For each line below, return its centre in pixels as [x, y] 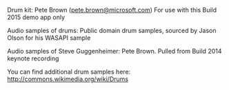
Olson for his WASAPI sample [49, 38]
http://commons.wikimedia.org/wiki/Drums [68, 79]
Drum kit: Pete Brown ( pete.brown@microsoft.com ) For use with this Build [112, 10]
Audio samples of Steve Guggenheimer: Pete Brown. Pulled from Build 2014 [114, 51]
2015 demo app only [36, 17]
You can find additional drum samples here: [69, 72]
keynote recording [33, 58]
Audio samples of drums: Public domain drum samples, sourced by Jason [112, 31]
